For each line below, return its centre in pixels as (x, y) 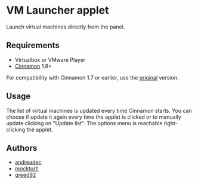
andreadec (28, 162)
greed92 (25, 175)
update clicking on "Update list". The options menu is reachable (84, 123)
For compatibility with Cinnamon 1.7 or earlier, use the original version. (92, 77)
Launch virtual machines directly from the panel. (66, 27)
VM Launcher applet (58, 10)
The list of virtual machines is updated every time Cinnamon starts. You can (99, 110)
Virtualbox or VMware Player (50, 59)
